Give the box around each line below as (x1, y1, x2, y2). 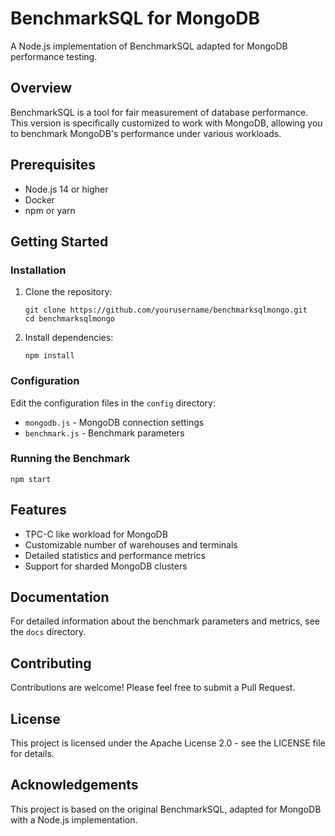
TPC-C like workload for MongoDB (24, 528, 168, 540)
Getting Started (10, 233, 109, 250)
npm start (10, 474, 52, 484)
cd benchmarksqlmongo (24, 314, 115, 324)
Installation (10, 263, 67, 277)
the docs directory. (10, 626, 87, 638)
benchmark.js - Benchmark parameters (24, 427, 185, 439)
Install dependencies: (24, 332, 114, 344)
